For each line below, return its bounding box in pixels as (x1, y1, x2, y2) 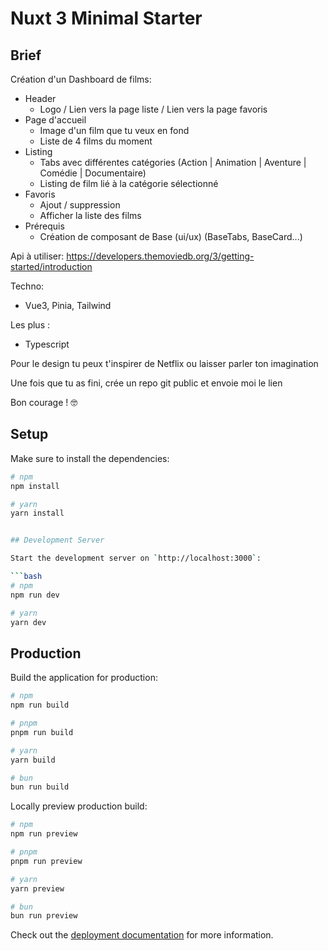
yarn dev (10, 617, 47, 627)
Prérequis (24, 220, 65, 232)
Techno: (10, 280, 45, 292)
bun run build (10, 782, 70, 792)
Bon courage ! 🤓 (10, 397, 78, 408)
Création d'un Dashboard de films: (10, 73, 152, 85)
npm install (10, 481, 60, 491)
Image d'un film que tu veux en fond (39, 125, 190, 136)
